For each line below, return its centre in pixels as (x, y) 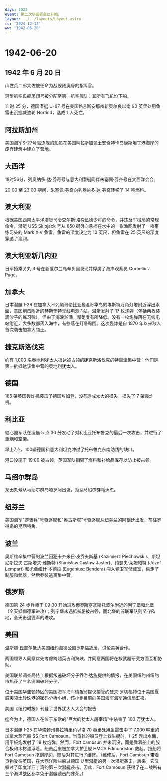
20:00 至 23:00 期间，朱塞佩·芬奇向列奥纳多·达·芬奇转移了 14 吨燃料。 (77, 190)
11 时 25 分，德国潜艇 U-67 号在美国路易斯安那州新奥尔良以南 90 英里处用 (81, 106)
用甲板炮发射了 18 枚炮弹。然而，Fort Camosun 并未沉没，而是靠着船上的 (80, 742)
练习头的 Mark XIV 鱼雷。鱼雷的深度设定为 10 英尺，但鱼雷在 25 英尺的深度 (82, 232)
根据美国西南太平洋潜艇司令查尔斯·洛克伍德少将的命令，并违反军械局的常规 (82, 220)
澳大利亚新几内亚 (31, 255)
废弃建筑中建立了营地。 (29, 149)
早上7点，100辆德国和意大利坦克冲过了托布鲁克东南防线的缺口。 (71, 449)
